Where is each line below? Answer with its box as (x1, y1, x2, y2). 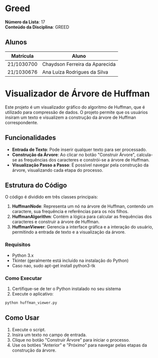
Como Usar (5, 314, 40, 322)
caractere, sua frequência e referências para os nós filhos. (12, 209, 129, 214)
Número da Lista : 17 (5, 19, 45, 25)
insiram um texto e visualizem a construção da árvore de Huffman (5, 114, 136, 120)
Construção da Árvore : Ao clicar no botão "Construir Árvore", (12, 151, 136, 158)
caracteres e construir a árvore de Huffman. (12, 219, 100, 225)
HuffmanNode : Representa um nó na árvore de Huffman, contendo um (12, 203, 154, 209)
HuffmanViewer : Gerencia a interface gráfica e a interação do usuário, (12, 224, 154, 230)
